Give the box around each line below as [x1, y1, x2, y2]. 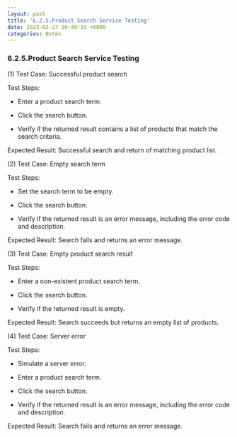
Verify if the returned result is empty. [17, 304, 125, 312]
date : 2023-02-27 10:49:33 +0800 [7, 23, 106, 30]
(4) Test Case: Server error [7, 331, 86, 340]
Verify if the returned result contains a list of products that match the [17, 125, 218, 133]
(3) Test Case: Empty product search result [7, 249, 133, 258]
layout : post [7, 10, 46, 18]
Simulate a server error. [17, 359, 86, 368]
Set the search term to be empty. [17, 187, 115, 195]
